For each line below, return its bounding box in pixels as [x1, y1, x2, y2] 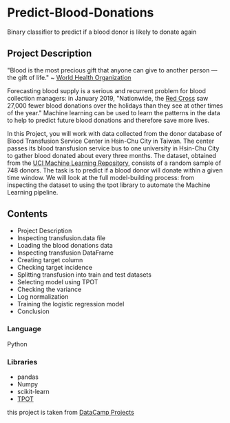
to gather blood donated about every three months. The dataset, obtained [7, 151, 217, 159]
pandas [17, 373, 39, 381]
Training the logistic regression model [17, 299, 125, 308]
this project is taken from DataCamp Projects [7, 409, 134, 417]
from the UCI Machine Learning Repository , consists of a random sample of [7, 159, 222, 167]
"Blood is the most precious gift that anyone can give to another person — [7, 66, 218, 74]
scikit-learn [17, 388, 50, 396]
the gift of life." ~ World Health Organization [7, 73, 132, 81]
